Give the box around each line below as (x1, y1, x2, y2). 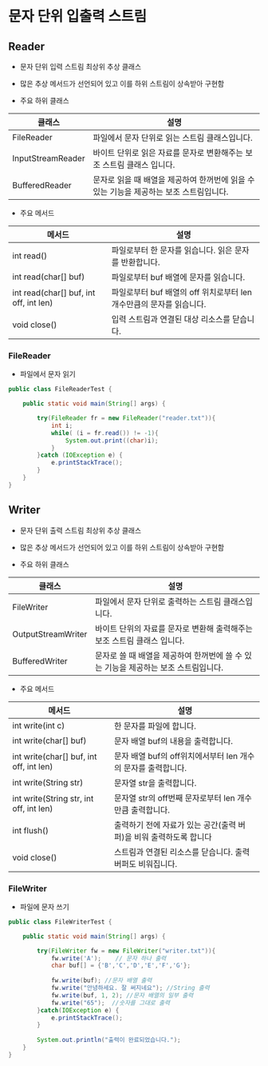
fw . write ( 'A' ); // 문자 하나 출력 (50, 954, 167, 962)
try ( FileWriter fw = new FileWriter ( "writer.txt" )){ (37, 947, 216, 955)
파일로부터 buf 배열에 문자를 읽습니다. (111, 272, 246, 282)
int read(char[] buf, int (12, 287, 96, 298)
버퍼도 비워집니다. (114, 858, 178, 869)
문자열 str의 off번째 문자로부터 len (114, 793, 235, 804)
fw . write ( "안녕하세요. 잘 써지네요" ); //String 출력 (50, 984, 210, 992)
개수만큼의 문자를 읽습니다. (111, 299, 207, 309)
